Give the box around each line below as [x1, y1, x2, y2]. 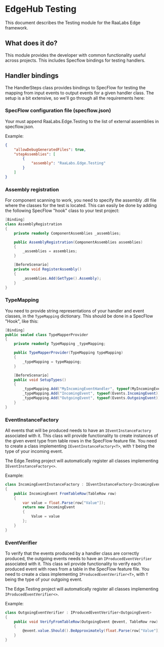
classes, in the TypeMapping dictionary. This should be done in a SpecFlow [5, 313, 153, 319]
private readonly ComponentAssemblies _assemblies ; [14, 231, 121, 236]
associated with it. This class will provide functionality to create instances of [5, 433, 159, 439]
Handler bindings [5, 72, 59, 80]
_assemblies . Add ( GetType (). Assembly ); [22, 276, 102, 281]
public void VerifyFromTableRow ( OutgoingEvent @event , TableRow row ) [14, 619, 159, 624]
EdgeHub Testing [5, 3, 77, 15]
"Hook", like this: [5, 318, 39, 324]
